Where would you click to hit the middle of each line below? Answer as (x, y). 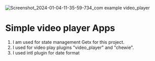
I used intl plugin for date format (46, 52)
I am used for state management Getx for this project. (68, 42)
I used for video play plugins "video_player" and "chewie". (73, 47)
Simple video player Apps (60, 28)
